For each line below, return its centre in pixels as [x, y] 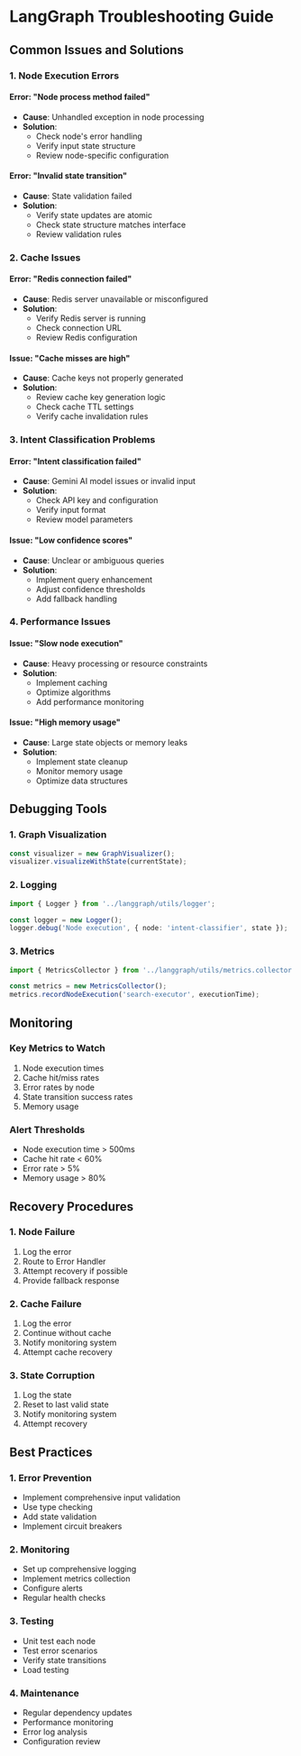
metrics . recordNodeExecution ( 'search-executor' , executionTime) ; [134, 995]
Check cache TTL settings [85, 407]
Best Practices [51, 1452]
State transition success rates [78, 1096]
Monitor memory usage [79, 771]
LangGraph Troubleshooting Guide [141, 17]
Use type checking [57, 1507]
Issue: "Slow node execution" [66, 644]
